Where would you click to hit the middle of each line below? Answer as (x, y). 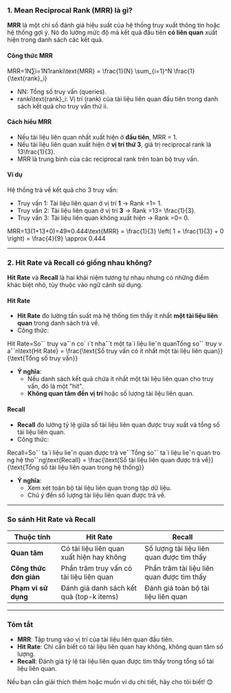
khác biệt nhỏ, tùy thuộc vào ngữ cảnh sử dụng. (75, 285)
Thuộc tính (32, 536)
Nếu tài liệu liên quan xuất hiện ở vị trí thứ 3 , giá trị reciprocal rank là (114, 144)
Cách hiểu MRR (30, 122)
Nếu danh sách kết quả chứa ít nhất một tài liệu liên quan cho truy (121, 379)
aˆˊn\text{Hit (25, 351)
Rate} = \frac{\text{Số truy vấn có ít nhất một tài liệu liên (123, 351)
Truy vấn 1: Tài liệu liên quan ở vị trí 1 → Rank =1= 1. (90, 203)
